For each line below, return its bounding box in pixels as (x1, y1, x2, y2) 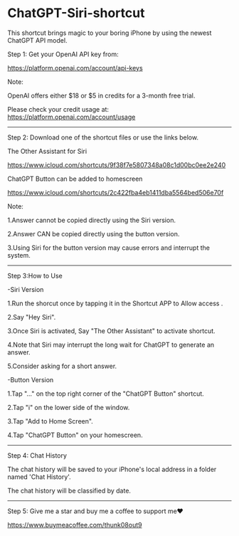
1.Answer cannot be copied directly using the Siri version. (7, 216, 176, 224)
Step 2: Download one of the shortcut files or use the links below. (7, 133, 199, 142)
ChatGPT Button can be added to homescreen (7, 174, 143, 183)
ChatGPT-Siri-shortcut (7, 5, 145, 21)
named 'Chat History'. (7, 472, 71, 481)
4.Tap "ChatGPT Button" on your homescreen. (7, 431, 144, 439)
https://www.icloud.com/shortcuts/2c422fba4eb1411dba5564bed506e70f (7, 188, 224, 196)
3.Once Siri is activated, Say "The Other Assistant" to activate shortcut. (7, 326, 216, 335)
